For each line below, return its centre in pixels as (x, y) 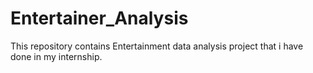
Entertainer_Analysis (99, 18)
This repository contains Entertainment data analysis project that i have (157, 46)
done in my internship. (56, 56)
